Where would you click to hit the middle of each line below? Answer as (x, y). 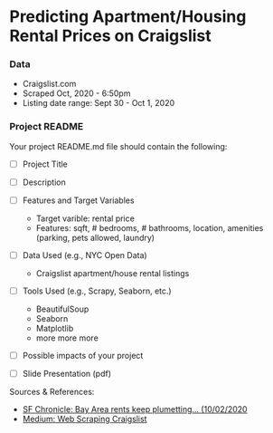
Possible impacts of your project (83, 356)
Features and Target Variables (78, 200)
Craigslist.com (49, 84)
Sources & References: (52, 392)
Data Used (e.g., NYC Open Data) (85, 255)
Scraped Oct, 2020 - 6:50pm (76, 93)
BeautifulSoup (62, 309)
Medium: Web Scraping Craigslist (85, 419)
